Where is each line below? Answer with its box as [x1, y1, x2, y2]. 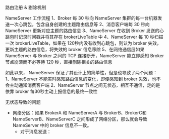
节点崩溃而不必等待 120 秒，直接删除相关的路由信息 [5, 59, 112, 65]
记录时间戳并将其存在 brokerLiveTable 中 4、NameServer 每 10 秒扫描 [18, 34, 163, 40]
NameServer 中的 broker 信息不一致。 [12, 122, 92, 128]
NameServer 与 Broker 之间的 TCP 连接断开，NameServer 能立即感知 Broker [5, 53, 164, 59]
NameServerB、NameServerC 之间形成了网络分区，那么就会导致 [12, 116, 148, 122]
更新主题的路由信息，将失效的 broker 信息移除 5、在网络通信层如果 [5, 47, 145, 52]
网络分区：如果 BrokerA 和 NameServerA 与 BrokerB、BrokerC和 [12, 110, 147, 115]
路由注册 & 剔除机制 [5, 5, 46, 10]
